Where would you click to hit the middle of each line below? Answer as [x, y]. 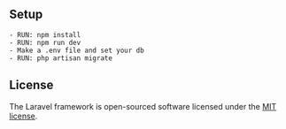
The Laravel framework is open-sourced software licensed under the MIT [143, 106]
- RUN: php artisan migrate [61, 58]
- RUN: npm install [45, 34]
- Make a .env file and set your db [77, 50]
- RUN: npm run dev [45, 42]
